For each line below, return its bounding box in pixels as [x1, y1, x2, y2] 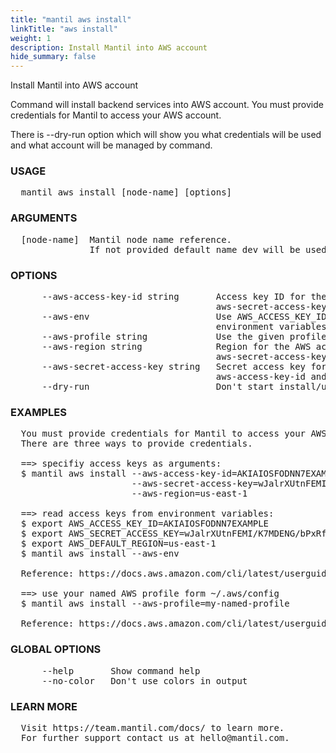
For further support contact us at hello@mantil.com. [20, 732, 290, 743]
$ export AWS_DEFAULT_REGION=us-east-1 [20, 538, 217, 550]
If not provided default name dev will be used [89, 244, 327, 255]
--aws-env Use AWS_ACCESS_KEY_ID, [41, 311, 333, 323]
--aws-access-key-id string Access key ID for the [41, 291, 327, 303]
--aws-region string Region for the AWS [41, 341, 312, 353]
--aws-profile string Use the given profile [41, 331, 327, 343]
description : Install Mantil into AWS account [10, 42, 208, 53]
